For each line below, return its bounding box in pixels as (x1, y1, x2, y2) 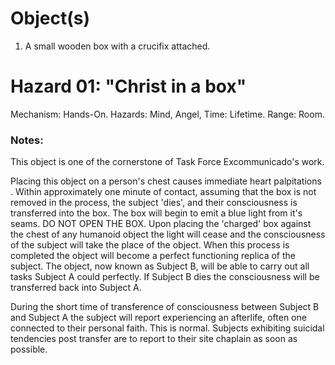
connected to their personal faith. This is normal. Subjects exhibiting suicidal (10, 322, 325, 334)
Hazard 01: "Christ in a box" (10, 75, 247, 98)
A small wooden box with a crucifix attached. (24, 40, 211, 52)
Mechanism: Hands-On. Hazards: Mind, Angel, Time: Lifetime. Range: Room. (10, 108, 325, 120)
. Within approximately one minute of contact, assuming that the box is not (10, 186, 317, 198)
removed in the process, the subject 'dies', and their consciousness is (10, 197, 298, 209)
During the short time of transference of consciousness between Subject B (10, 301, 320, 313)
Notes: (10, 133, 44, 147)
